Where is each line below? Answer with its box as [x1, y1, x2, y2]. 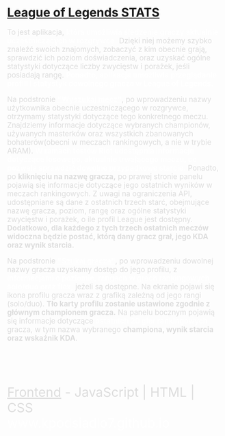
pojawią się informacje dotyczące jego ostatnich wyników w [7, 180, 213, 190]
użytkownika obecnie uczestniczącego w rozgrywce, [7, 103, 189, 112]
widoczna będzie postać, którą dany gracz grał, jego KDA [7, 232, 209, 241]
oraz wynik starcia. [7, 240, 75, 250]
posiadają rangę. [7, 70, 64, 80]
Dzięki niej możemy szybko [118, 36, 212, 45]
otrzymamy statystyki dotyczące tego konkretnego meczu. [7, 112, 209, 121]
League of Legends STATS [7, 5, 160, 21]
